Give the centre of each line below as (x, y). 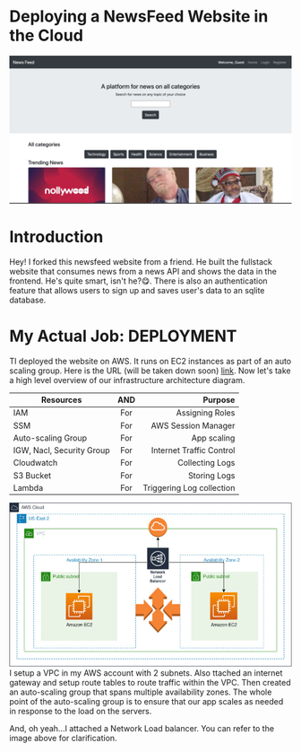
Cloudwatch (35, 463)
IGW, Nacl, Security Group (61, 450)
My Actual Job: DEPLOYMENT (123, 336)
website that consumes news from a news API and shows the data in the (143, 271)
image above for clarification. (64, 739)
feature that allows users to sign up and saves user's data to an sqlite (137, 290)
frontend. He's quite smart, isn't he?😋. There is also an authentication (138, 281)
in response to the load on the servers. (81, 712)
